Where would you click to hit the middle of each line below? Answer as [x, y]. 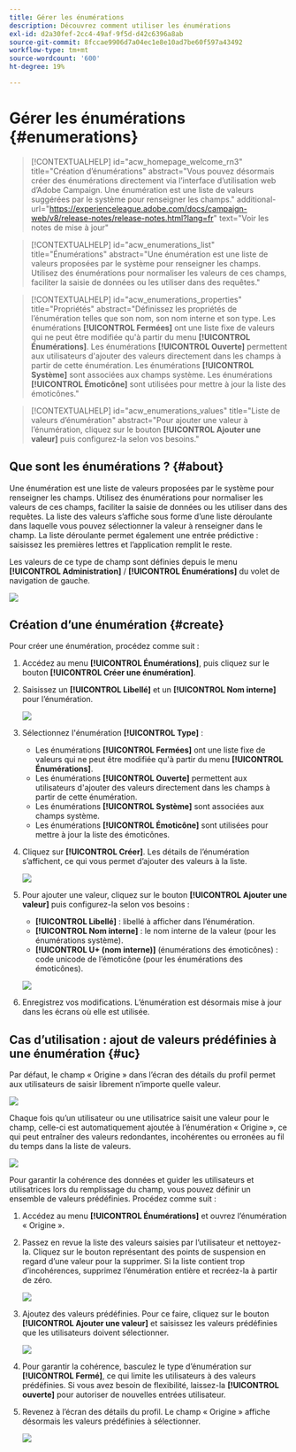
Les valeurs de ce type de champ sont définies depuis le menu [124, 561]
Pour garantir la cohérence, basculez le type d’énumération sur [137, 1367]
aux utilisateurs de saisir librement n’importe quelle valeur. [115, 1085]
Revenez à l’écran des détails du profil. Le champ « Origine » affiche [146, 1412]
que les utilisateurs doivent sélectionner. [95, 1332]
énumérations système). [79, 940]
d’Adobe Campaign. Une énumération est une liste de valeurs [142, 189]
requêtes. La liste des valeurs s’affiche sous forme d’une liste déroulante [141, 516]
